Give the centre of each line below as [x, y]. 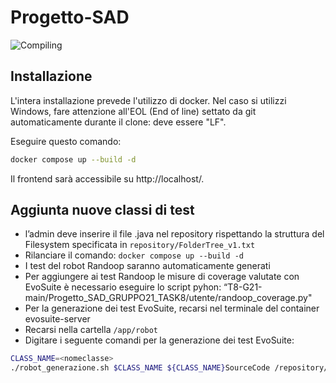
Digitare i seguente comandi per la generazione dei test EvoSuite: [159, 340]
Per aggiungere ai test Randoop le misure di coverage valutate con [162, 277]
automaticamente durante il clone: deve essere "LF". [118, 122]
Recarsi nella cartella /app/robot [91, 330]
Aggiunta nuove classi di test [102, 210]
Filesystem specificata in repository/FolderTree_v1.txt [140, 245]
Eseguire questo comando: [66, 141]
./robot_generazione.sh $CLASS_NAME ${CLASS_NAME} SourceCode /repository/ [169, 368]
